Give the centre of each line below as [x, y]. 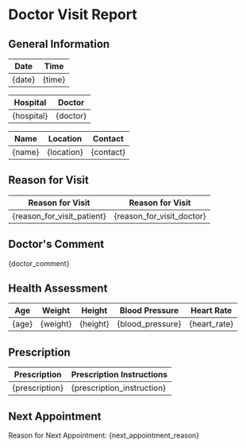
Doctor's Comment [56, 244]
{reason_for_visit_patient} [59, 216]
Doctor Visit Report [73, 15]
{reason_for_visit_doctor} [160, 216]
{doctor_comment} [39, 263]
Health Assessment [58, 289]
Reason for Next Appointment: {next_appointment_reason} [104, 435]
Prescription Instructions [119, 375]
